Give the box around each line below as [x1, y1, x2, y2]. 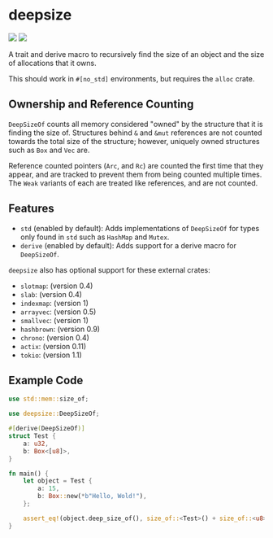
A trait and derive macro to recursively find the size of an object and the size [8, 49, 265, 59]
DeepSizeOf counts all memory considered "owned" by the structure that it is [8, 119, 263, 129]
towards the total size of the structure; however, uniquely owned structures [8, 136, 260, 146]
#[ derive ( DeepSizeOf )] [8, 425, 85, 433]
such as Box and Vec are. [8, 145, 90, 155]
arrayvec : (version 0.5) [19, 307, 97, 317]
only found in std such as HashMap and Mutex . [19, 232, 170, 242]
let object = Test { [23, 477, 93, 485]
